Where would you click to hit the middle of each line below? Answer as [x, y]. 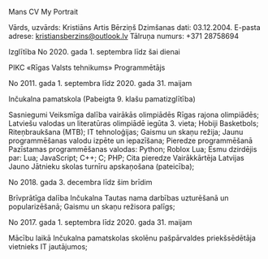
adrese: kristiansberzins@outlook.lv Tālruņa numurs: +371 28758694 [124, 36]
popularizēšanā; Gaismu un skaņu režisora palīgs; [92, 207]
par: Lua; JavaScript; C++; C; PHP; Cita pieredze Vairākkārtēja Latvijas [127, 158]
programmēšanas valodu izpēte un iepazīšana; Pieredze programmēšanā [131, 140]
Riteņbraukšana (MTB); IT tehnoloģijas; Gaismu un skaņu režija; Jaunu [126, 132]
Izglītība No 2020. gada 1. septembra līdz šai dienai [94, 52]
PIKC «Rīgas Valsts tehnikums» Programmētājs [87, 67]
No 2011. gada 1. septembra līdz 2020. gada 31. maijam [100, 83]
